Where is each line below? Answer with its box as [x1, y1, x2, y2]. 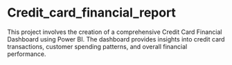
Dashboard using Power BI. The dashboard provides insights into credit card [7, 35, 225, 43]
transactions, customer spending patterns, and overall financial [7, 42, 188, 50]
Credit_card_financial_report [7, 5, 177, 21]
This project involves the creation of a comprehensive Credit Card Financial [7, 28, 222, 36]
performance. [7, 50, 46, 58]
